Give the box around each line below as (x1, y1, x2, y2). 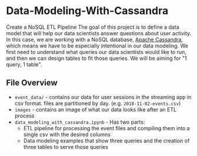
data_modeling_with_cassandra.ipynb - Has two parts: (14, 118, 145, 126)
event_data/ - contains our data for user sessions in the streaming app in (14, 93, 192, 100)
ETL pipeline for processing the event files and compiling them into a (23, 124, 190, 131)
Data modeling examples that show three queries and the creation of (23, 137, 190, 144)
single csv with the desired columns (23, 131, 111, 138)
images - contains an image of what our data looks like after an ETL (14, 106, 177, 113)
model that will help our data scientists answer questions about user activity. (6, 29, 192, 36)
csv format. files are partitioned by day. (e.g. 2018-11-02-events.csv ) (14, 100, 181, 107)
